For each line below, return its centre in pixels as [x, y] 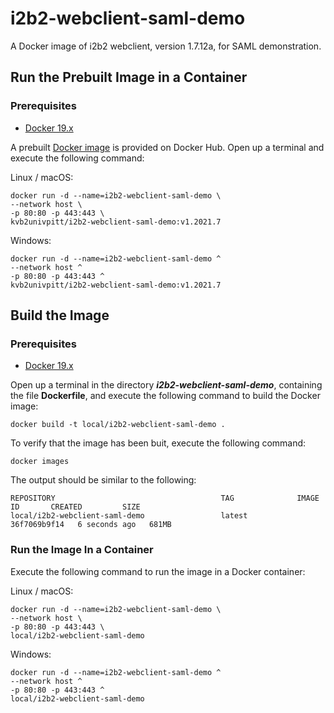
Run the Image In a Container [82, 550]
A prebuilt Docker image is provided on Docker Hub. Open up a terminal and [167, 147]
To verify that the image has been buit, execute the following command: [158, 443]
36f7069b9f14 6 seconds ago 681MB [91, 525]
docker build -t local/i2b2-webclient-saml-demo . [118, 425]
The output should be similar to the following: [103, 480]
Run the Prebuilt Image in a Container [129, 77]
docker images [40, 462]
